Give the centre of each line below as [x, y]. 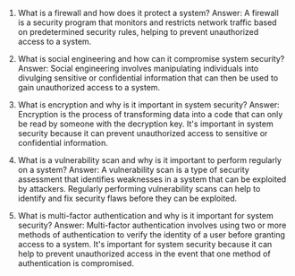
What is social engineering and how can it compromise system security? [151, 59]
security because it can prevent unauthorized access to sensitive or [143, 133]
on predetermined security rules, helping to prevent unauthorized [138, 32]
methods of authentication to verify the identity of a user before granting [152, 235]
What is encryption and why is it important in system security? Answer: [148, 105]
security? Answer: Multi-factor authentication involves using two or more [152, 225]
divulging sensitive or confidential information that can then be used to [148, 78]
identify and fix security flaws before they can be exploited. [127, 198]
